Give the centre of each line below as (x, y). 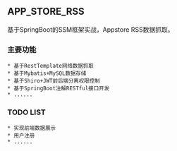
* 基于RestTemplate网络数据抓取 (50, 66)
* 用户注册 (21, 136)
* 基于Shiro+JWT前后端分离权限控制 (54, 81)
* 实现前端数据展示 (32, 128)
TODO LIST (26, 112)
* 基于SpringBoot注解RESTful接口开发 (59, 89)
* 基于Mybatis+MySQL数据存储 (47, 73)
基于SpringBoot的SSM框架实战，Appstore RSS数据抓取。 (91, 29)
